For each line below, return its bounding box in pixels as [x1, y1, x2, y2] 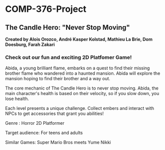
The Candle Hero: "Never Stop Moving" [5, 23, 130, 32]
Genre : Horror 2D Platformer [5, 120, 65, 126]
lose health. [5, 96, 29, 102]
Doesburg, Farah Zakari [5, 42, 55, 48]
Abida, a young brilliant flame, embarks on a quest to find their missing [5, 65, 150, 71]
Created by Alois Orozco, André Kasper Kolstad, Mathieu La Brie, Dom [5, 36, 153, 42]
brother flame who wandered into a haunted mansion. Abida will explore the [5, 70, 161, 76]
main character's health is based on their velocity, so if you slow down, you [5, 91, 160, 97]
